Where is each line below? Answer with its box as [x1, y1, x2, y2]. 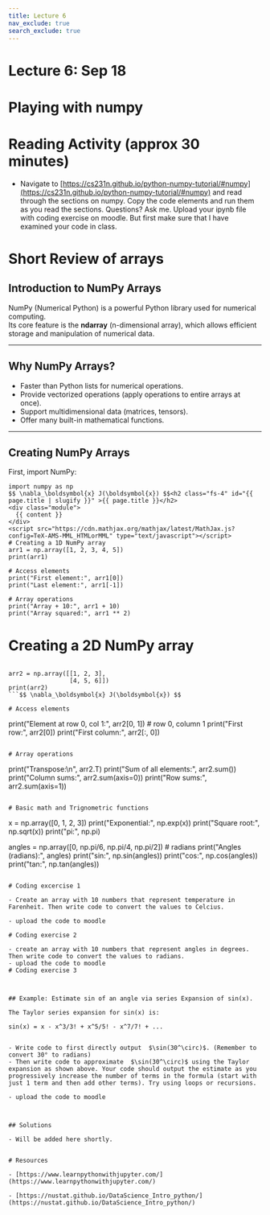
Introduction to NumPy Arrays [8, 282, 162, 295]
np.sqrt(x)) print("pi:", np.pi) [8, 826, 100, 837]
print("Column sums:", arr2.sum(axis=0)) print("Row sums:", [8, 773, 207, 783]
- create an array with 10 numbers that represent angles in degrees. [8, 945, 250, 953]
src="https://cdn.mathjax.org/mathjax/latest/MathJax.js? [37, 525, 235, 533]
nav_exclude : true [8, 19, 70, 27]
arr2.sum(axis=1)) [8, 781, 67, 791]
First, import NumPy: [8, 467, 77, 477]
